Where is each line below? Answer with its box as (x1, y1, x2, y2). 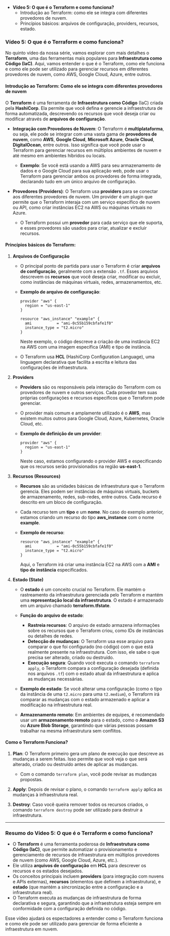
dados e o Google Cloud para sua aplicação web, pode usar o (20, 167, 149, 174)
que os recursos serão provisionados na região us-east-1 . (20, 463, 142, 470)
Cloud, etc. (20, 420, 44, 427)
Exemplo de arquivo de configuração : (20, 288, 101, 295)
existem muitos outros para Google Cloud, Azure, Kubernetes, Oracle (20, 415, 164, 421)
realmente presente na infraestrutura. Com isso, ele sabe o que (27, 649, 160, 655)
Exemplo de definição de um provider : (20, 430, 102, 437)
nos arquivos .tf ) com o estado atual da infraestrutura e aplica (27, 670, 159, 676)
